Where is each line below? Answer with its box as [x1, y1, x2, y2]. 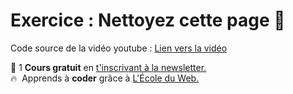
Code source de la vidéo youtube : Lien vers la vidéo [10, 42, 228, 54]
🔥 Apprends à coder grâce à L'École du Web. [10, 72, 200, 84]
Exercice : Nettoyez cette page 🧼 [10, 9, 286, 32]
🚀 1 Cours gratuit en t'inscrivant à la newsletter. [10, 61, 207, 73]
